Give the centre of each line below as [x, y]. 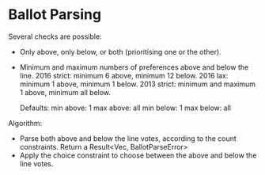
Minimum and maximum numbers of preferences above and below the [134, 67]
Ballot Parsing [55, 15]
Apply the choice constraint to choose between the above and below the [138, 155]
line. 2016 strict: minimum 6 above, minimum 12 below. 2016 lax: [124, 75]
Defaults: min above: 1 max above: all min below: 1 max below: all [125, 108]
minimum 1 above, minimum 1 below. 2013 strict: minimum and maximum [137, 84]
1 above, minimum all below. [65, 92]
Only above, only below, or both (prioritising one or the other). [120, 51]
